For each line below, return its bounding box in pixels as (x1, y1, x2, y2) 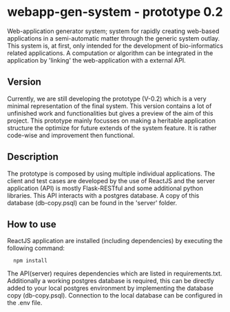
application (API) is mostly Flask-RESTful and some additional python (7, 184, 203, 192)
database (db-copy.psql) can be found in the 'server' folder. (7, 198, 178, 207)
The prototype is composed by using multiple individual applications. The (7, 169, 216, 178)
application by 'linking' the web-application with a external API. (7, 56, 186, 64)
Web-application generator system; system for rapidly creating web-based (7, 27, 220, 35)
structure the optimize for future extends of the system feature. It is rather (7, 123, 217, 132)
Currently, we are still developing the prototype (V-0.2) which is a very (7, 94, 207, 103)
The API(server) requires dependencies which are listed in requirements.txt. (7, 269, 222, 278)
